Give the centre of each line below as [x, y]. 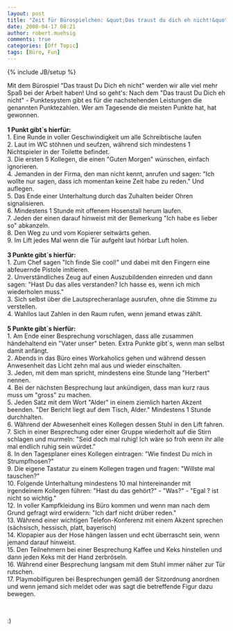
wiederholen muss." [36, 291]
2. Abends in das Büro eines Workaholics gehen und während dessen [106, 358]
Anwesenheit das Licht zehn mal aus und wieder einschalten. [95, 365]
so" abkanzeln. [28, 225]
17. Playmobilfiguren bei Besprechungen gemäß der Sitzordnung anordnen [113, 579]
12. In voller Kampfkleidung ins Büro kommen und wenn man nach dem [109, 505]
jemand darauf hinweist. [42, 542]
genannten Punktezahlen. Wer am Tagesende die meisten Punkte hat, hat [112, 107]
